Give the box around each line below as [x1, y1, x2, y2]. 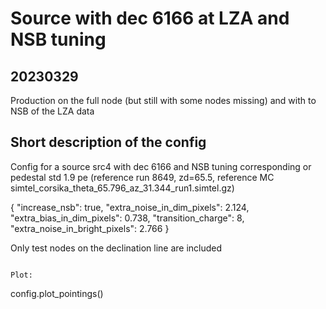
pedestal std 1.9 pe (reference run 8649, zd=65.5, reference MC [10, 171, 275, 183]
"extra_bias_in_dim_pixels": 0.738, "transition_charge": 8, [10, 212, 245, 224]
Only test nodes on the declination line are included [10, 242, 223, 254]
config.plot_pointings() [10, 287, 104, 299]
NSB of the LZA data [10, 105, 95, 117]
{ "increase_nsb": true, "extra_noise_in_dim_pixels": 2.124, [10, 201, 250, 213]
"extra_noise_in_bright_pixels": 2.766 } [10, 222, 170, 234]
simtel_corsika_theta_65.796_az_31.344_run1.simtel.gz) [10, 182, 235, 194]
